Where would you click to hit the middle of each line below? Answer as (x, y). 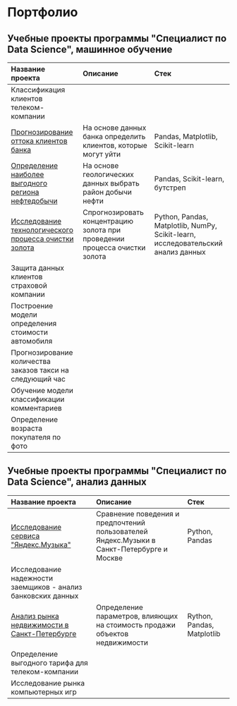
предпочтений (121, 523)
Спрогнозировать (114, 212)
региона (25, 192)
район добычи (107, 192)
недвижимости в (40, 625)
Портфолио (43, 12)
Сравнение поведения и (138, 513)
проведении (104, 239)
